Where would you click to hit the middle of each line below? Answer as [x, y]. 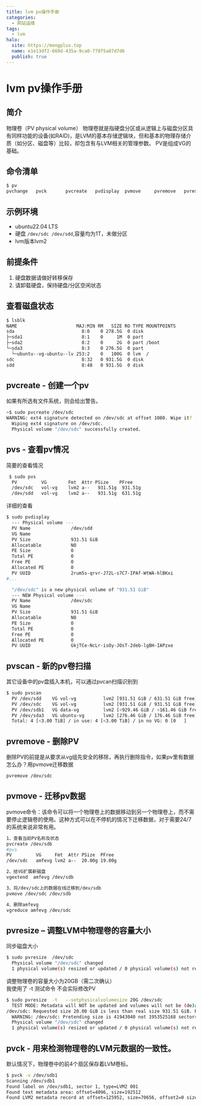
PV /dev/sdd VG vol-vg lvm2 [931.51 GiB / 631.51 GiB [96, 699]
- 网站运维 [23, 23]
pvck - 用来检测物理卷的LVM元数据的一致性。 [91, 1048]
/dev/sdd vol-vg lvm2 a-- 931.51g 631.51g [76, 494]
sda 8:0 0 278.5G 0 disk [75, 331]
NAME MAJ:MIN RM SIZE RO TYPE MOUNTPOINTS [91, 326]
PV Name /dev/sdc [52, 601]
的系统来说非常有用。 [32, 827]
